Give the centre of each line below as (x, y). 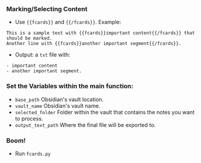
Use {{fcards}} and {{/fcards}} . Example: (68, 22)
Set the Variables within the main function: (70, 86)
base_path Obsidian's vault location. (59, 99)
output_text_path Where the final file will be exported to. (85, 125)
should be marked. (29, 38)
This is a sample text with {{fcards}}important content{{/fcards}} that (101, 33)
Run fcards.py (33, 153)
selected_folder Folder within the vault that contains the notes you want (105, 112)
